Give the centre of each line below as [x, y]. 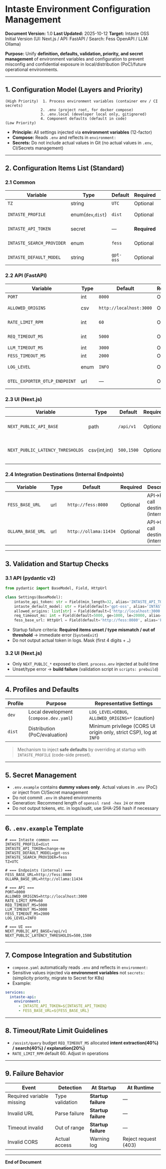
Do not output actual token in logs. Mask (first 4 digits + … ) [71, 640]
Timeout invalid [25, 1127]
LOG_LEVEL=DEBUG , [108, 712]
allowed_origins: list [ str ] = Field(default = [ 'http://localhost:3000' [88, 611]
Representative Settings [124, 704]
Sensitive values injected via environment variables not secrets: [79, 972]
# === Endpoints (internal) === [38, 870]
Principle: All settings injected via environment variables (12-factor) [82, 132]
